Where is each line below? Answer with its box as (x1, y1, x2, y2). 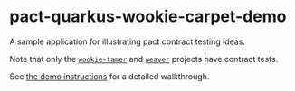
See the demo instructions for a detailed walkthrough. (9, 70, 210, 82)
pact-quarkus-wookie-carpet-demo (9, 6, 287, 27)
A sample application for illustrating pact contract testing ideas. (9, 36, 246, 47)
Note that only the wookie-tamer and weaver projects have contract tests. (9, 53, 279, 64)
